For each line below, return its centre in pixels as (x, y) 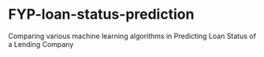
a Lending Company (41, 44)
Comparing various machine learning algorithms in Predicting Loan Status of (132, 36)
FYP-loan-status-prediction (101, 14)
